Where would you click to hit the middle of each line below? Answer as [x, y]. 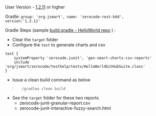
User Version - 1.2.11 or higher [35, 7]
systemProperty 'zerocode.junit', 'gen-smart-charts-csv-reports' [83, 58]
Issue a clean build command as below [51, 80]
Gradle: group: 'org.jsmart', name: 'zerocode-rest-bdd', [65, 16]
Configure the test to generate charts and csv [59, 45]
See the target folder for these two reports [56, 98]
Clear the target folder [35, 39]
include [22, 62]
